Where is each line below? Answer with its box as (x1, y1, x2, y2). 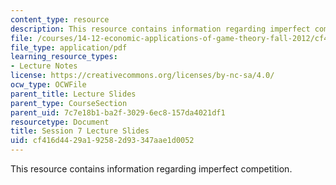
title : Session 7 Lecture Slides (10, 126, 150, 136)
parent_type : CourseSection (10, 98, 128, 108)
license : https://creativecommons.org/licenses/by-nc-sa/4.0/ (10, 71, 275, 81)
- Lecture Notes (10, 61, 78, 71)
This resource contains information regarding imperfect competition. (10, 163, 293, 175)
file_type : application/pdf (10, 42, 128, 53)
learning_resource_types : (10, 52, 118, 62)
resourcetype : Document (10, 117, 110, 127)
